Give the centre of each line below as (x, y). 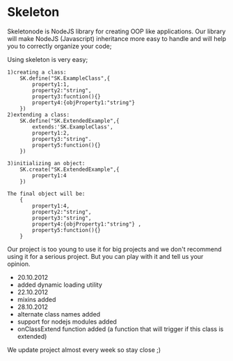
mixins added (37, 299)
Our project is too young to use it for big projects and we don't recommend (114, 249)
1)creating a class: (37, 72)
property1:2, (51, 133)
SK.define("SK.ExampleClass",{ (65, 78)
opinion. (19, 264)
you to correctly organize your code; (59, 46)
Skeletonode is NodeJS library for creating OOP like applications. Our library (116, 31)
